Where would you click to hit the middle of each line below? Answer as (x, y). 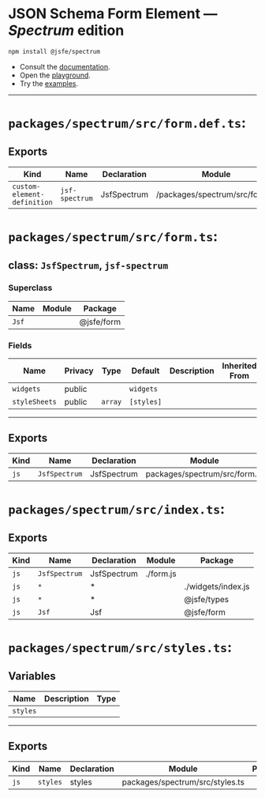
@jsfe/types (207, 599)
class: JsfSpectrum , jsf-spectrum (88, 265)
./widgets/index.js (217, 586)
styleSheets (35, 401)
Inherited (239, 366)
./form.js (161, 574)
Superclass (30, 288)
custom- (26, 186)
